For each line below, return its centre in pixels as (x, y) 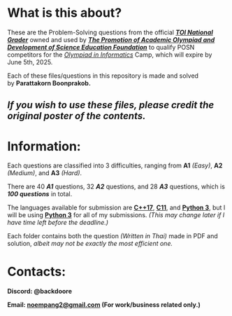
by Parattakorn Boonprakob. (49, 83)
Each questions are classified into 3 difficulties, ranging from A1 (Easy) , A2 (115, 165)
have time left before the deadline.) (58, 223)
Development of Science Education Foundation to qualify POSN (101, 47)
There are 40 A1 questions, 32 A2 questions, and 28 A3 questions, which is (116, 186)
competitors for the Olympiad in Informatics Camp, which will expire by (110, 55)
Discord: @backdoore (39, 291)
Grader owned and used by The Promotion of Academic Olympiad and (111, 39)
